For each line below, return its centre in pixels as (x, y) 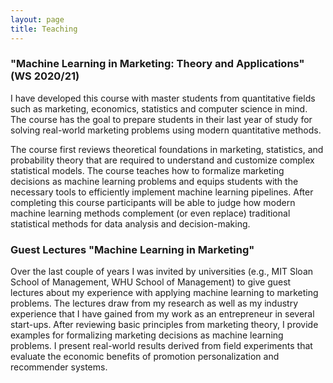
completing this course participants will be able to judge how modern (153, 202)
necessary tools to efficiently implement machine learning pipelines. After (162, 192)
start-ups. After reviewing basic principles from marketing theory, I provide (164, 325)
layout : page (37, 19)
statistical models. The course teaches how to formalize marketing (147, 170)
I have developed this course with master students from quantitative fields (163, 98)
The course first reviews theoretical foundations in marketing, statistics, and (167, 149)
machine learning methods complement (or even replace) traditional (150, 213)
